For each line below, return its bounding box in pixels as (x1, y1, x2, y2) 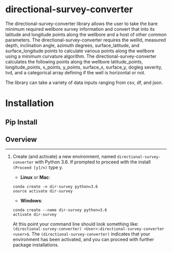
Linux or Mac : (20, 174, 50, 180)
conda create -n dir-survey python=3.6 (12, 184, 98, 189)
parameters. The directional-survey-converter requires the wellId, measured (5, 37, 166, 43)
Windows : (20, 198, 42, 204)
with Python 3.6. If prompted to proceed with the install (35, 159, 151, 165)
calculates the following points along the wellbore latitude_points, (5, 58, 143, 65)
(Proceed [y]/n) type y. (12, 164, 63, 171)
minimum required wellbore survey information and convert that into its (5, 26, 155, 32)
